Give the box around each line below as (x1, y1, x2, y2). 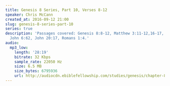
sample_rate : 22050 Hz (14, 59, 62, 64)
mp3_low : (10, 45, 28, 50)
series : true (5, 26, 33, 31)
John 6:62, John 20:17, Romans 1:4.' (10, 36, 90, 41)
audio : (5, 40, 19, 46)
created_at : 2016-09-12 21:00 (5, 17, 69, 22)
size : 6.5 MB (14, 64, 42, 69)
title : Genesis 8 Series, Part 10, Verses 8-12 (5, 7, 108, 13)
